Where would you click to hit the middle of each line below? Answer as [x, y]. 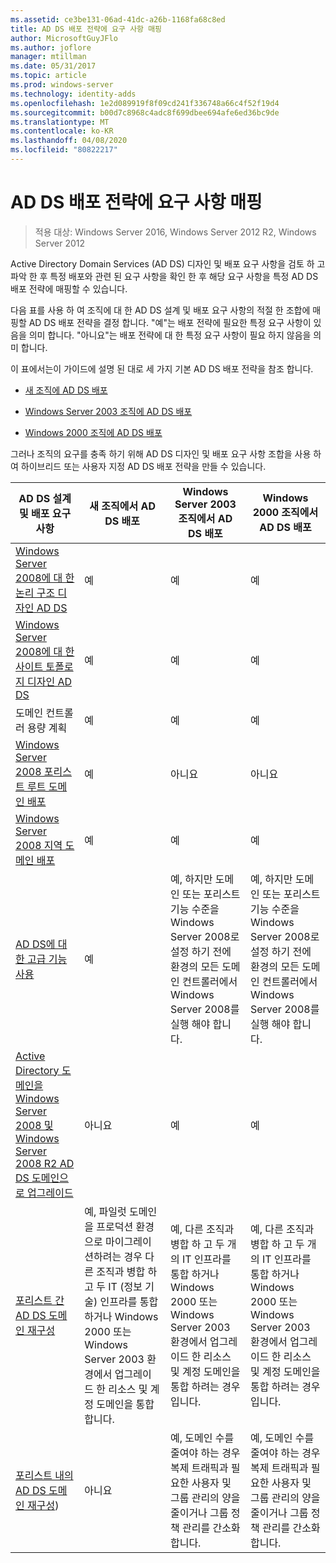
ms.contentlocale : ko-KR [62, 131]
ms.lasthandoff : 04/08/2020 [69, 141]
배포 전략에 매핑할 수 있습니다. [69, 288]
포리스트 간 [40, 1300]
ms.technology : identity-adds [73, 94]
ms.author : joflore [51, 47]
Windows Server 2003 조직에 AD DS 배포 [108, 411]
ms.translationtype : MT [60, 122]
